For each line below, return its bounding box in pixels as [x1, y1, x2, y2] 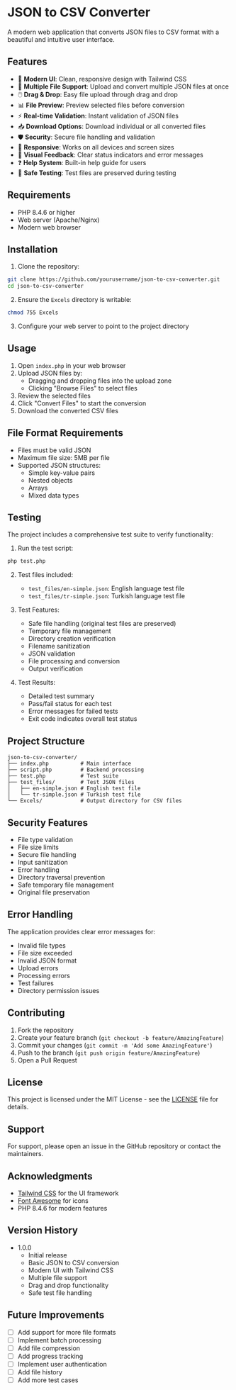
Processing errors [17, 971, 71, 980]
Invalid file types [17, 941, 66, 950]
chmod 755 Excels [7, 309, 59, 316]
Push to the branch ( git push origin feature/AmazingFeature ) [17, 1048, 201, 1057]
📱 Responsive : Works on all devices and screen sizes [17, 142, 175, 151]
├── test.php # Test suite [7, 773, 119, 780]
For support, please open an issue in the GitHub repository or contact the [7, 1142, 221, 1150]
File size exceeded [17, 948, 73, 957]
